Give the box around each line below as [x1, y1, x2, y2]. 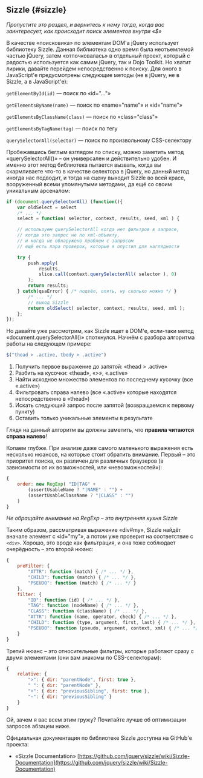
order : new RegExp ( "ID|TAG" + [17, 481, 96, 488]
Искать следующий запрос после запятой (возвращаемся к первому [14, 401, 195, 409]
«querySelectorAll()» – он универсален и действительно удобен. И [6, 155, 177, 162]
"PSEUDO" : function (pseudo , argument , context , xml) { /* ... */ [28, 625, 199, 631]
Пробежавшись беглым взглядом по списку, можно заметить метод [6, 148, 184, 155]
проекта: [6, 740, 29, 748]
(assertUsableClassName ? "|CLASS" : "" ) [28, 492, 134, 498]
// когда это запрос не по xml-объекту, [17, 232, 120, 238]
